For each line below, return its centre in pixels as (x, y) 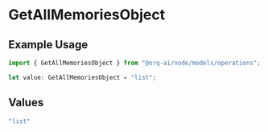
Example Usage (48, 45)
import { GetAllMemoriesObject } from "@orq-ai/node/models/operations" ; (135, 63)
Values (26, 103)
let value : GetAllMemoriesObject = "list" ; (82, 77)
